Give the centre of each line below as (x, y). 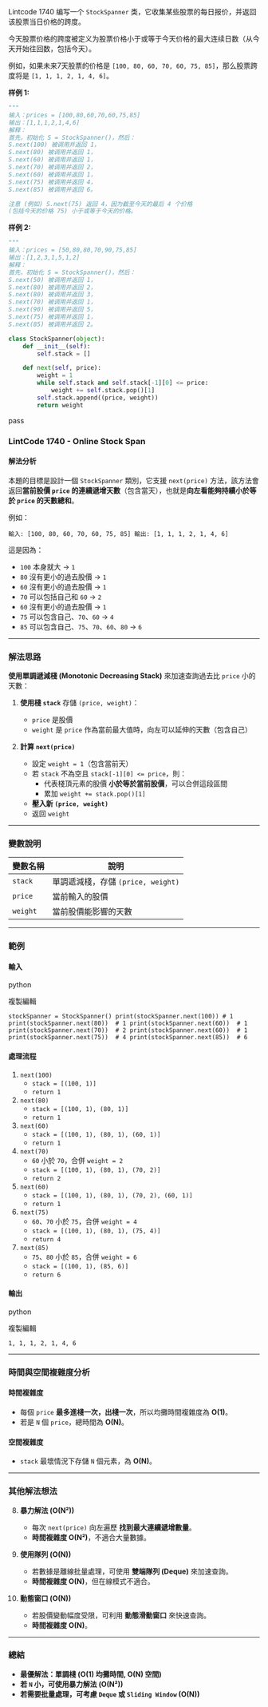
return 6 (46, 1275)
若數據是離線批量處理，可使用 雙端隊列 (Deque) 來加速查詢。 (132, 1571)
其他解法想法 (33, 1491)
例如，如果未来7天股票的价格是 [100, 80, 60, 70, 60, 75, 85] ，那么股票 (130, 66)
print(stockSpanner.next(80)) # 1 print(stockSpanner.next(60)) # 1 (128, 1024)
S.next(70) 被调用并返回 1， (53, 302)
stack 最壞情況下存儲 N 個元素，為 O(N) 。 (88, 1461)
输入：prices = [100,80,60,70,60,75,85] (75, 115)
